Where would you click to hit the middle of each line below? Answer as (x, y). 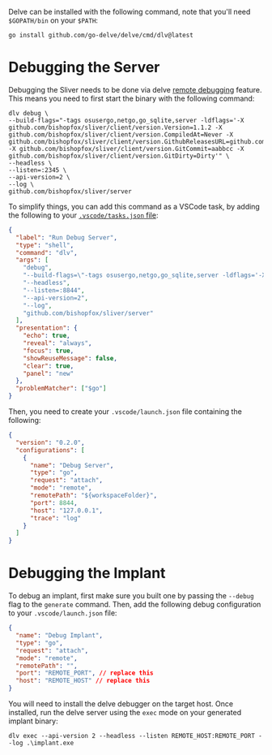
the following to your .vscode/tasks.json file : (83, 215)
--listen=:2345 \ (38, 170)
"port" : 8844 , (54, 503)
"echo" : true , (47, 336)
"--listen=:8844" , (54, 290)
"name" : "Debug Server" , (72, 465)
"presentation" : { (47, 328)
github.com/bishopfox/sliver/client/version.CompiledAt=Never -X (121, 134)
